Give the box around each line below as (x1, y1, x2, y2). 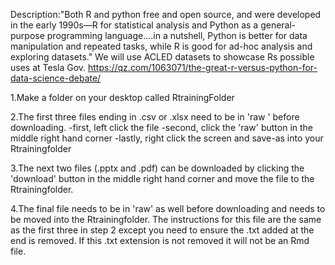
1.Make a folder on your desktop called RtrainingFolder (10, 92, 235, 103)
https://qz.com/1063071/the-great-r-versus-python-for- (88, 62, 318, 73)
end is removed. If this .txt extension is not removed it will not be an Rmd (10, 235, 310, 246)
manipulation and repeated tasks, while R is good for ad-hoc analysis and (10, 40, 313, 52)
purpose (10, 30, 45, 41)
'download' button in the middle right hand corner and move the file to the (10, 173, 315, 184)
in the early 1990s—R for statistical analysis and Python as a (10, 19, 259, 31)
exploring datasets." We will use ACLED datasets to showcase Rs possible (10, 51, 315, 63)
